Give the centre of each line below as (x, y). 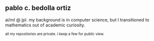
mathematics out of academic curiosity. (45, 25)
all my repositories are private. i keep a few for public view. (55, 34)
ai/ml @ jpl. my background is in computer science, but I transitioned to (77, 20)
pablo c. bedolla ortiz (38, 8)
